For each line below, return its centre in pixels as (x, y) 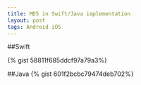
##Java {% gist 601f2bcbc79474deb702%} (70, 74)
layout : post (26, 20)
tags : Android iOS (34, 27)
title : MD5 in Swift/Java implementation (69, 14)
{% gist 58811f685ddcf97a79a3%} (57, 60)
